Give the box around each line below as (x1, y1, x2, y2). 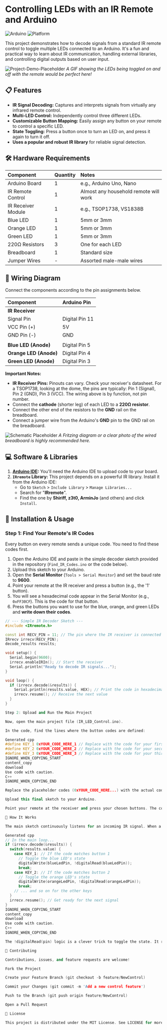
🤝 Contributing (5, 948, 37, 953)
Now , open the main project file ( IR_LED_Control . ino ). (5, 719, 123, 724)
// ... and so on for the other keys (14, 888, 92, 893)
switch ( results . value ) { (9, 847, 61, 852)
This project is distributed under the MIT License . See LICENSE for (5, 1020, 153, 1025)
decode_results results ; (5, 642, 57, 647)
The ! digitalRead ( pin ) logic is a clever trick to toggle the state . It (5, 939, 159, 944)
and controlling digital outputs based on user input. (5, 56, 110, 62)
